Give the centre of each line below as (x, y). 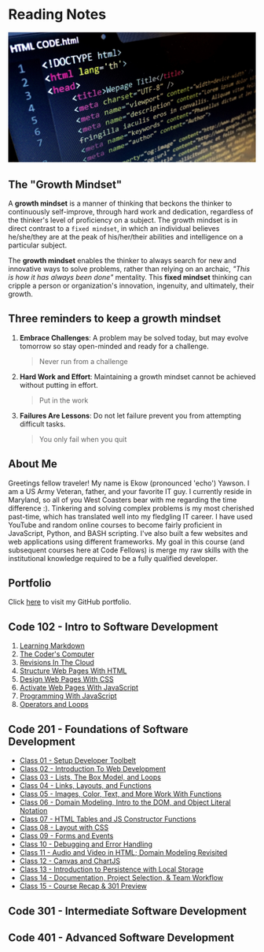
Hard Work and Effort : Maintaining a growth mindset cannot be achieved (137, 377)
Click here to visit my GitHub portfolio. (70, 602)
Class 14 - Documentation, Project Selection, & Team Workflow (121, 878)
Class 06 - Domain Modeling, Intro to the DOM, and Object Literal (125, 802)
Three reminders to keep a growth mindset (115, 319)
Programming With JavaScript (68, 696)
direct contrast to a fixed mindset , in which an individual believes (114, 229)
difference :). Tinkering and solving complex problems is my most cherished (131, 508)
